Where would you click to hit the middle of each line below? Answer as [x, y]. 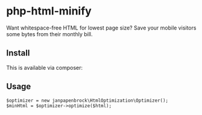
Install [18, 53]
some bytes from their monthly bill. [49, 34]
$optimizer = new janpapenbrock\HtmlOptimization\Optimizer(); [87, 101]
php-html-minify [49, 11]
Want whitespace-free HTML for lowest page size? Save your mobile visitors [101, 28]
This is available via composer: [45, 67]
